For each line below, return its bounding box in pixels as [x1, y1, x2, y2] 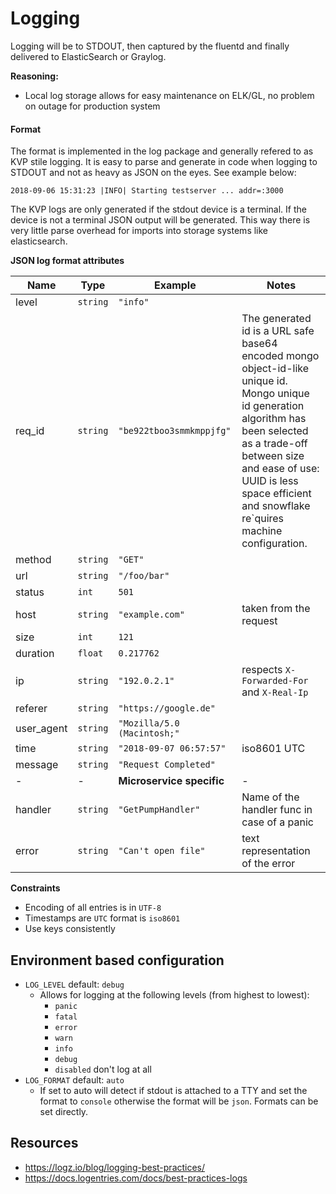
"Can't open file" [118, 845, 206, 857]
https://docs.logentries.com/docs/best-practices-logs [24, 1172, 248, 1184]
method [15, 553, 52, 567]
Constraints [10, 882, 61, 894]
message [15, 758, 59, 772]
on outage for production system [24, 100, 161, 112]
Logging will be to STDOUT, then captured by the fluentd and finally [10, 40, 290, 52]
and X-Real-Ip [241, 685, 309, 699]
